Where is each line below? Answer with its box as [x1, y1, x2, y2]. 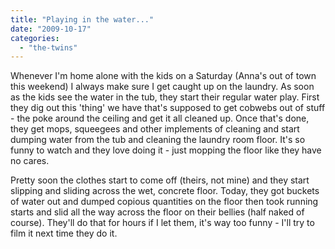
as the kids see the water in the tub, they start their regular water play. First [10, 91, 320, 103]
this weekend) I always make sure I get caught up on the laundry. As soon [10, 81, 315, 93]
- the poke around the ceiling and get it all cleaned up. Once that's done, [10, 112, 310, 125]
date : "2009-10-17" [10, 24, 92, 34]
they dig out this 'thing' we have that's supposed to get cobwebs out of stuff [10, 102, 326, 114]
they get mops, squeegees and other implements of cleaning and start [10, 123, 300, 135]
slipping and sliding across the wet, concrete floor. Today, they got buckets [10, 185, 320, 197]
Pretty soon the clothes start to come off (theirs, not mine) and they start [10, 174, 310, 186]
